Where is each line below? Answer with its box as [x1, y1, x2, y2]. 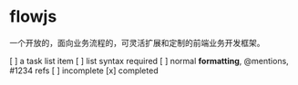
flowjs [9, 6, 57, 27]
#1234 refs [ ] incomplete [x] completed [9, 65, 159, 76]
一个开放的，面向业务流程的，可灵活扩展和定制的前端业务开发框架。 [9, 37, 265, 48]
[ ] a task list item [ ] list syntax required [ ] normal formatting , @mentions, [9, 55, 289, 66]
